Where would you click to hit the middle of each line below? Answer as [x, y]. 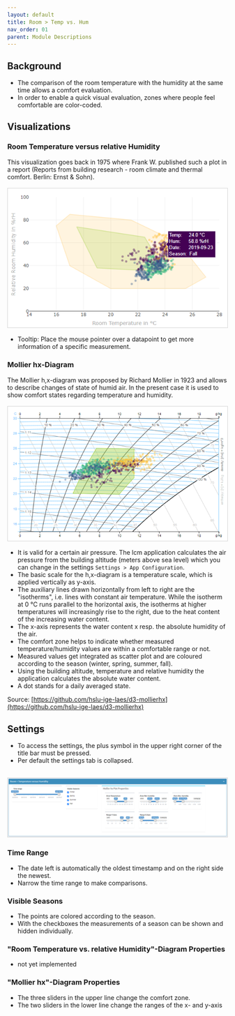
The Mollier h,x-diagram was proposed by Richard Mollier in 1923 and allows [117, 380]
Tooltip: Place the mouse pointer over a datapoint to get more [105, 339]
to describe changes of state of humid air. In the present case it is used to [113, 387]
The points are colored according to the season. [86, 916]
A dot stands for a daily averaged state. [74, 686]
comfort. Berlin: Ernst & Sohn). [51, 177]
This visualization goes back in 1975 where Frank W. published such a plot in [117, 162]
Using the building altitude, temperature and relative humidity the [111, 671]
